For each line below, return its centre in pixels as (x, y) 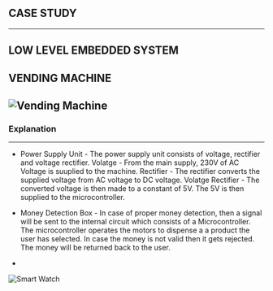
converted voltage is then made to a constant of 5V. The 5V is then (132, 189)
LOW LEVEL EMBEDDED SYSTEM (93, 51)
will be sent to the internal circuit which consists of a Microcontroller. (135, 222)
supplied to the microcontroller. (72, 198)
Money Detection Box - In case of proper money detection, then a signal (141, 213)
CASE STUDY (43, 13)
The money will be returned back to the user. (95, 248)
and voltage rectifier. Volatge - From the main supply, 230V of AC (130, 163)
